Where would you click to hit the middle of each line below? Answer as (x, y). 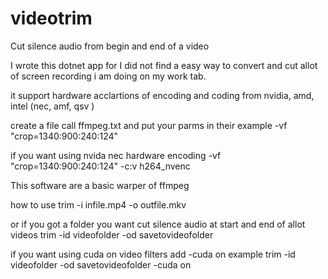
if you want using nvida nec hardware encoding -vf (116, 155)
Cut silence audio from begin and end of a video (110, 46)
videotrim (51, 18)
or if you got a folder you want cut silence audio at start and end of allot (158, 224)
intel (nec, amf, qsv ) (52, 106)
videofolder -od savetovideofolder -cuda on (101, 264)
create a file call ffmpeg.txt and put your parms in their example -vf (149, 125)
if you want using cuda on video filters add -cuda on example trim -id (153, 254)
